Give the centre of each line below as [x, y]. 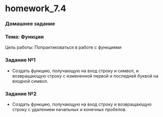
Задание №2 [21, 94]
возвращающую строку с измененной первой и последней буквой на [85, 76]
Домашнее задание [30, 24]
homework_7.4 [36, 9]
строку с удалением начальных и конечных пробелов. [69, 109]
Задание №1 [20, 60]
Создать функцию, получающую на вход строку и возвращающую [82, 104]
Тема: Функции [24, 37]
